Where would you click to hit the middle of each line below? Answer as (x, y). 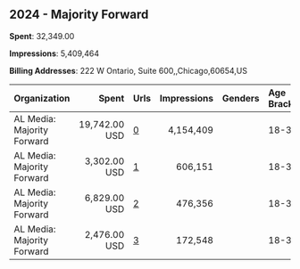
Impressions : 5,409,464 (54, 53)
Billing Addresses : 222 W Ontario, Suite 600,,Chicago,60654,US (129, 70)
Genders (241, 98)
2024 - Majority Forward (79, 15)
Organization (42, 98)
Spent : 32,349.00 (42, 36)
